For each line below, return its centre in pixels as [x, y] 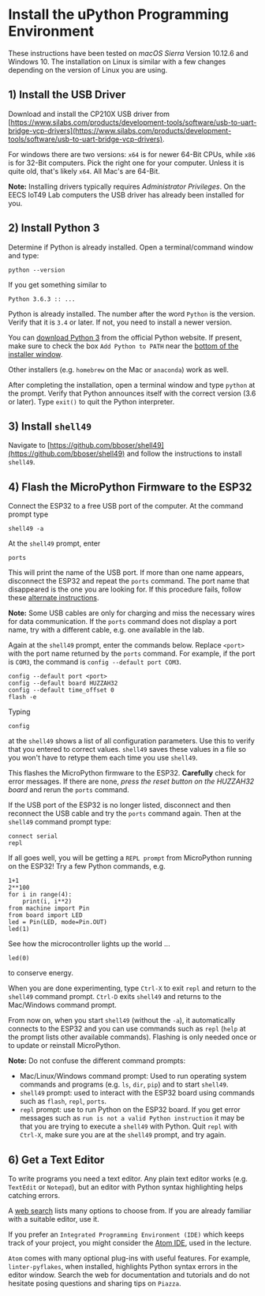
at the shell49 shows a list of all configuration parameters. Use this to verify [131, 741]
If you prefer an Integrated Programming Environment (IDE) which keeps [126, 1234]
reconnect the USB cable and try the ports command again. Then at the [125, 813]
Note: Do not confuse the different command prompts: [97, 1061]
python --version [37, 270]
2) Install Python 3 [54, 228]
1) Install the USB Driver [67, 95]
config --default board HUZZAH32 [63, 684]
